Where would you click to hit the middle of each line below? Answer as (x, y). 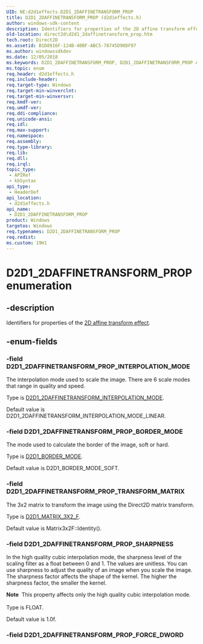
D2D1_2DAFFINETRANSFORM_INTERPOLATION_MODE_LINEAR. (86, 416)
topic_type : (21, 170)
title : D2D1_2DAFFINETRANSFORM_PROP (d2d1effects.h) (74, 18)
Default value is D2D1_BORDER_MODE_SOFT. (63, 468)
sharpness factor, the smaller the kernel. (56, 583)
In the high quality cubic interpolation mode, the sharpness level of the (94, 557)
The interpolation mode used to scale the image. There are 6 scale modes (98, 380)
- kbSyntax (22, 181)
